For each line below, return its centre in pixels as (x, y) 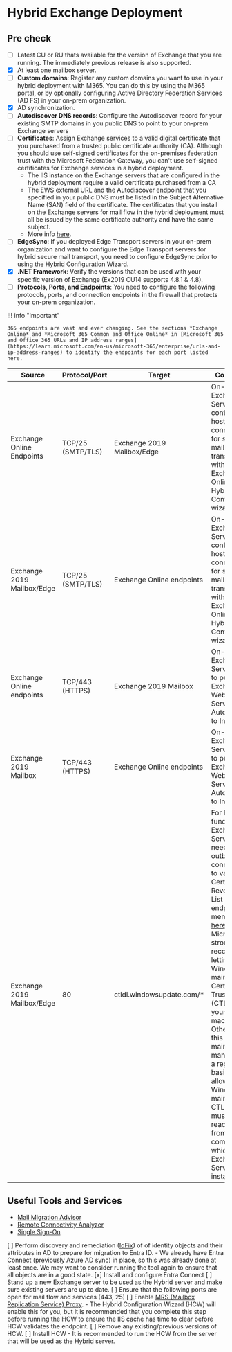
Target (159, 375)
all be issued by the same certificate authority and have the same (120, 220)
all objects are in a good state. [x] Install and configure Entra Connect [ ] (110, 1275)
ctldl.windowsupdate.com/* (159, 994)
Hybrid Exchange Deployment (95, 13)
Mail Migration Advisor (49, 1218)
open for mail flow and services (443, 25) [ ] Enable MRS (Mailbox (101, 1297)
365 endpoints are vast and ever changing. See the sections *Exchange (112, 328)
